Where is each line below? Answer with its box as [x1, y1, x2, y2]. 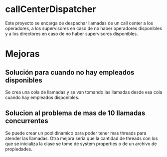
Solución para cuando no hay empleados [5, 68, 135, 76]
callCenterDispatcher [5, 3, 96, 15]
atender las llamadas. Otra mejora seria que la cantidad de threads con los [5, 135, 158, 141]
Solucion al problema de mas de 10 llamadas [5, 109, 146, 117]
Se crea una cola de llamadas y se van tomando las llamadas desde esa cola [5, 89, 163, 95]
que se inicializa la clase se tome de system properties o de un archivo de [5, 140, 157, 146]
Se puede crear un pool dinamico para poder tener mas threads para [5, 130, 147, 136]
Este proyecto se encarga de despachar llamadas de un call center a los [5, 20, 154, 26]
